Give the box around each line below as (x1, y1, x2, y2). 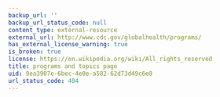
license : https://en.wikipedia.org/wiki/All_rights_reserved (8, 56, 213, 63)
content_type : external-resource (8, 26, 118, 34)
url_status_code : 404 (8, 77, 79, 84)
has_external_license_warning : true (8, 41, 128, 48)
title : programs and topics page (8, 63, 118, 70)
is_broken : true (8, 48, 61, 56)
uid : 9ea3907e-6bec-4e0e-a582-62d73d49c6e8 (8, 70, 153, 77)
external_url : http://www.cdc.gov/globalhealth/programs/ (8, 33, 202, 41)
